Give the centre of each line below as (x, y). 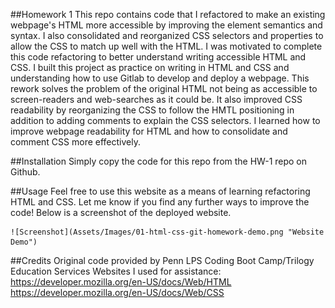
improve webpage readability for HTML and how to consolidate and (149, 131)
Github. (25, 172)
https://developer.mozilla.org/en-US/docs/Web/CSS (117, 292)
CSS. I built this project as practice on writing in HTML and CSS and (150, 67)
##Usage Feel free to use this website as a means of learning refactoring (160, 191)
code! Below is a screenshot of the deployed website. (121, 212)
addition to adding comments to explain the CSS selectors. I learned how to (165, 120)
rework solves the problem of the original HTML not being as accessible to (164, 88)
